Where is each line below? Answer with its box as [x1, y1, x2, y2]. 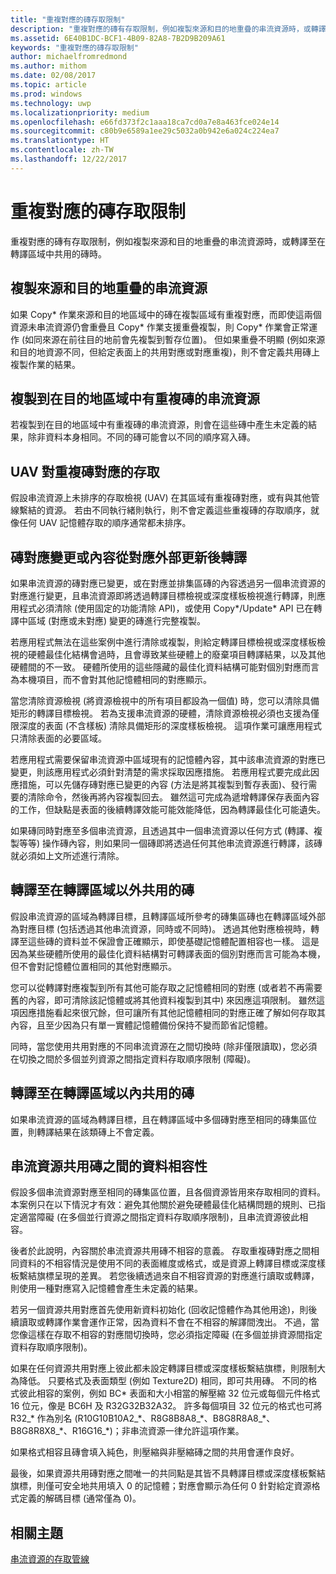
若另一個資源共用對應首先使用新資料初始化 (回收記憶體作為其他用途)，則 [10, 1304, 309, 1316]
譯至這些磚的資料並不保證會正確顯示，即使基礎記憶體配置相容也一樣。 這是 [10, 935, 320, 947]
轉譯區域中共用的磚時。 [10, 247, 107, 260]
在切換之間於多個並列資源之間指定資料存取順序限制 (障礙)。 [10, 1052, 257, 1065]
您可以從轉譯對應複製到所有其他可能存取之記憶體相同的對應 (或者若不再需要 [10, 981, 323, 993]
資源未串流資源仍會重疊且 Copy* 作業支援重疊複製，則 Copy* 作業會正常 [10, 321, 310, 333]
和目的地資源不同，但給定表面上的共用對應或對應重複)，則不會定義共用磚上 [10, 346, 321, 358]
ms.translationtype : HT [10, 136, 110, 146]
